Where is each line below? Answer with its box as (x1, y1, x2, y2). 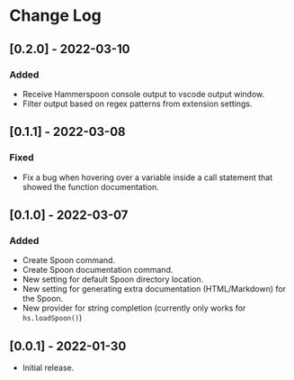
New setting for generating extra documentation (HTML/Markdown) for (22, 284, 286, 294)
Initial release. (22, 362, 75, 374)
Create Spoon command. (22, 255, 115, 266)
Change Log (9, 5, 102, 26)
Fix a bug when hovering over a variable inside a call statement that (22, 172, 272, 183)
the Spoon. (22, 294, 64, 304)
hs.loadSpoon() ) (22, 312, 83, 323)
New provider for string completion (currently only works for (22, 303, 246, 313)
